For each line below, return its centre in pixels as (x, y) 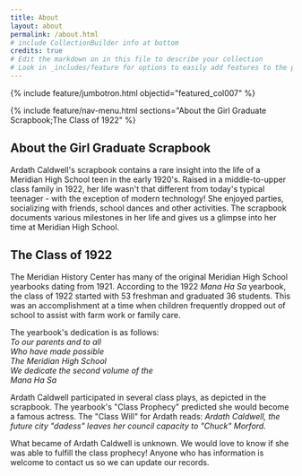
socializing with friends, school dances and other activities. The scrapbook (149, 208)
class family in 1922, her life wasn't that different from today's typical (138, 188)
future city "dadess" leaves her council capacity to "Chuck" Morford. (138, 426)
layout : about (37, 26)
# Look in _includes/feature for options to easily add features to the (149, 68)
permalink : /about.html (55, 34)
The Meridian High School (58, 360)
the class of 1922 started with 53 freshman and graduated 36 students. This (150, 296)
